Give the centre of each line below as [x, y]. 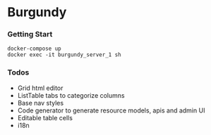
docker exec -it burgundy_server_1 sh [64, 55]
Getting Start [30, 34]
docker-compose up [34, 49]
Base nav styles [41, 103]
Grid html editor [40, 88]
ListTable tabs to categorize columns [71, 95]
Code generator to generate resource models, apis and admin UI [111, 110]
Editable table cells [45, 117]
